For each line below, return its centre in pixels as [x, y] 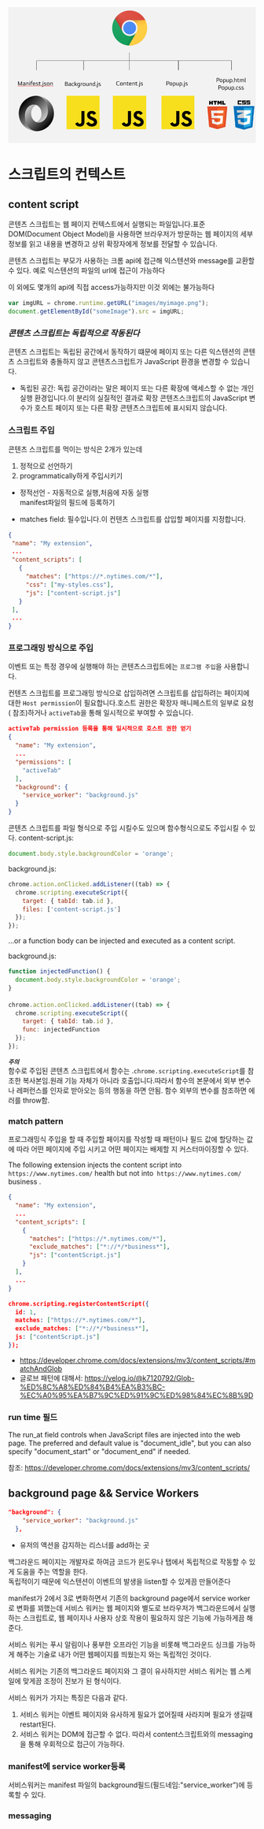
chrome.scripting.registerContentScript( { [79, 1303]
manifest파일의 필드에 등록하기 [67, 502]
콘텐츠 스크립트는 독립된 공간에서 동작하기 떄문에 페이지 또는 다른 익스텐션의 [125, 352]
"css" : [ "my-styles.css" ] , [70, 585]
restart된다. [38, 1724]
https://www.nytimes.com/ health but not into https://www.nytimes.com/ [125, 1173]
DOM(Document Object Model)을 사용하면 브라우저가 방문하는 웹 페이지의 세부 [131, 234]
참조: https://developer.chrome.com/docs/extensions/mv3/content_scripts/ [129, 1468]
